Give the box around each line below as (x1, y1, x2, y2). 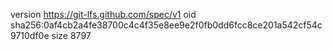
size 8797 (51, 30, 92, 41)
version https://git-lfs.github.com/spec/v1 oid (10, 9, 197, 20)
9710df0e (10, 30, 50, 41)
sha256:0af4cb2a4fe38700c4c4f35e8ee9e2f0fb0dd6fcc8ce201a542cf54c (10, 19, 323, 31)
